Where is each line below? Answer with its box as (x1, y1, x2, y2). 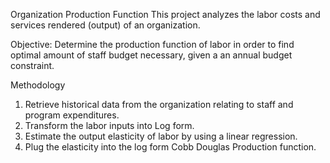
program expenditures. (24, 109, 120, 121)
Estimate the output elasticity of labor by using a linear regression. (24, 130, 298, 142)
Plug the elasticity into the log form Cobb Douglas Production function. (24, 141, 317, 153)
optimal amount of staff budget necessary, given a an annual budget (10, 49, 293, 61)
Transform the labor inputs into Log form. (24, 120, 195, 131)
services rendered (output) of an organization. (10, 19, 201, 31)
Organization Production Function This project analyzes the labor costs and (10, 9, 321, 20)
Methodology (10, 79, 66, 91)
